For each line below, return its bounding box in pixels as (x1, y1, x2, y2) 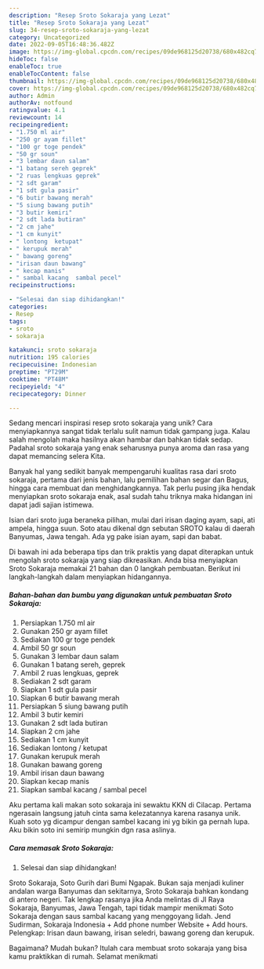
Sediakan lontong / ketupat (20, 743, 108, 753)
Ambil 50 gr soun (20, 643, 77, 653)
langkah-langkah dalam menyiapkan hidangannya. (9, 572, 172, 581)
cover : (9, 84, 31, 93)
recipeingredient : (9, 121, 69, 129)
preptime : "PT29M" (9, 368, 69, 376)
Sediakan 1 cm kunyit (20, 735, 89, 745)
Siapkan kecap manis (20, 777, 89, 786)
